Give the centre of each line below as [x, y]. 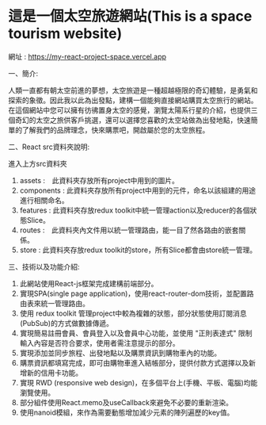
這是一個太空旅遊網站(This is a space [130, 16]
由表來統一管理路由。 [54, 303]
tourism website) [65, 34]
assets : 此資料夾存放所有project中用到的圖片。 [99, 180]
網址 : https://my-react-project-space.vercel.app [87, 56]
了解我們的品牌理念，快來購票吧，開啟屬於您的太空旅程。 [116, 130]
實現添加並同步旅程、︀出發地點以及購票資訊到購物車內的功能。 [120, 353]
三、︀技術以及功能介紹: [44, 266]
